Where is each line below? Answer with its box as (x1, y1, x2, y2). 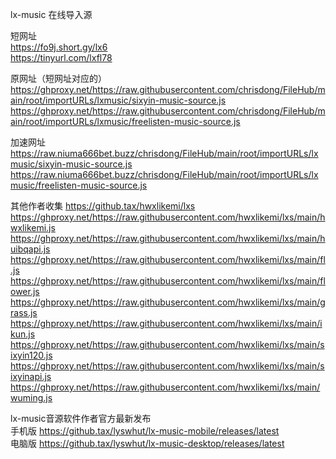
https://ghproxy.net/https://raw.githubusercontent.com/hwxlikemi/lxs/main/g (10, 296, 326, 308)
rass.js (10, 307, 38, 318)
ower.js (10, 286, 40, 297)
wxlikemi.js (10, 222, 56, 233)
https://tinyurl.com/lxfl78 (10, 52, 113, 63)
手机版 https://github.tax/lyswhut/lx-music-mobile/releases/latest (10, 425, 280, 437)
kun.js (10, 328, 36, 340)
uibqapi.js (10, 243, 51, 255)
